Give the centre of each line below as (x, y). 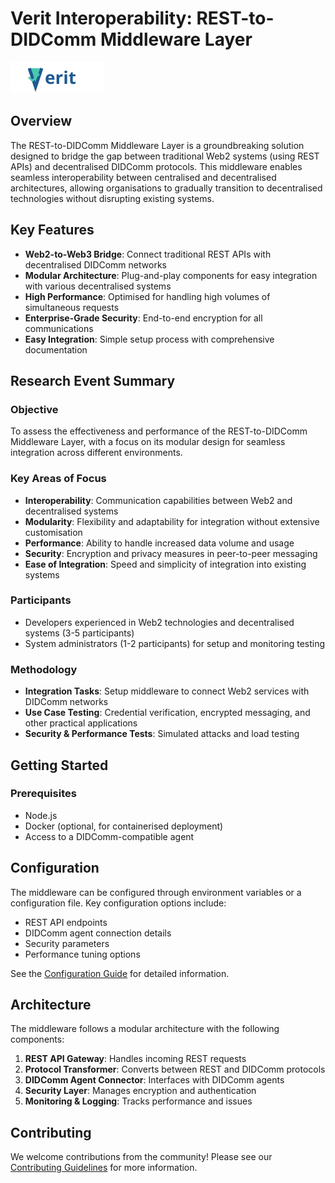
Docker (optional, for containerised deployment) (124, 826)
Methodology (44, 669)
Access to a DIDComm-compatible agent (109, 836)
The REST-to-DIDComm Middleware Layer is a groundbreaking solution (157, 145)
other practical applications (81, 723)
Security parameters (67, 943)
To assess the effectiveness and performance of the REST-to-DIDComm (159, 431)
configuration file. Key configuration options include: (118, 903)
